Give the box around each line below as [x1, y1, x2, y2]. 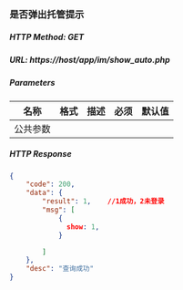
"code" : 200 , [25, 180, 76, 189]
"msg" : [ [42, 205, 76, 215]
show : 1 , [66, 222, 100, 232]
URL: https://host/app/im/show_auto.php [9, 54, 170, 65]
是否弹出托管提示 [9, 7, 85, 20]
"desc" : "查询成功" [25, 264, 94, 274]
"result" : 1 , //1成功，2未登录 [42, 197, 165, 206]
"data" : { [25, 189, 64, 198]
